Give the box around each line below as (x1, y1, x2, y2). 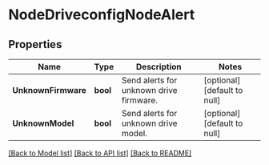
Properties (8, 38, 62, 51)
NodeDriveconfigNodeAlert (8, 6, 195, 24)
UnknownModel (12, 118, 74, 129)
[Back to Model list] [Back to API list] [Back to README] (8, 148, 192, 158)
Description (135, 62, 182, 72)
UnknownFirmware (12, 85, 86, 95)
